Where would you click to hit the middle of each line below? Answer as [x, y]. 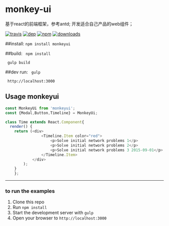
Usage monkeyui [32, 97]
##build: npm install [28, 53]
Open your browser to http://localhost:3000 [60, 218]
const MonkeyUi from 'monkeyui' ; [40, 108]
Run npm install [30, 207]
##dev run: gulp [23, 72]
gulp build [19, 62]
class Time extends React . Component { [45, 122]
